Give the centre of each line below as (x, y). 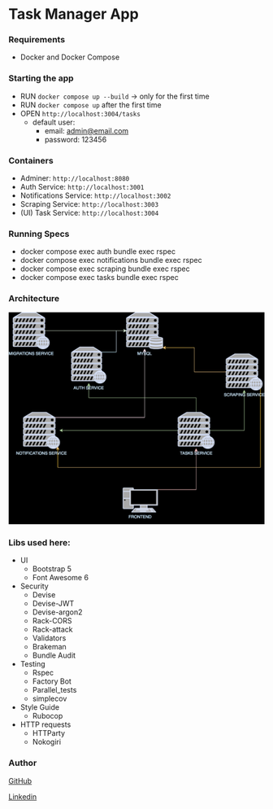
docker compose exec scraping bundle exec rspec (105, 269)
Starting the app (41, 78)
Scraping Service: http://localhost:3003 (89, 204)
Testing (33, 664)
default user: (54, 122)
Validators (49, 638)
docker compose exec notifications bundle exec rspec (111, 260)
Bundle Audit (54, 655)
